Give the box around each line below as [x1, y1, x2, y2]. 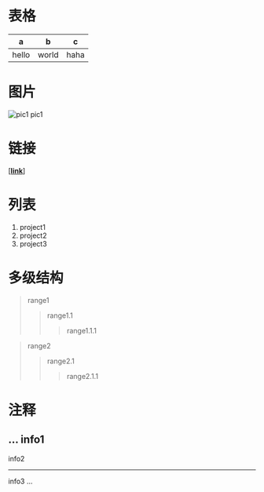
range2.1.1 [66, 371, 99, 381]
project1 [19, 222, 46, 231]
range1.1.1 [66, 326, 97, 335]
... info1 [8, 433, 45, 446]
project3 [19, 239, 47, 248]
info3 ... [8, 476, 33, 486]
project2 [19, 231, 47, 240]
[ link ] [8, 166, 26, 175]
